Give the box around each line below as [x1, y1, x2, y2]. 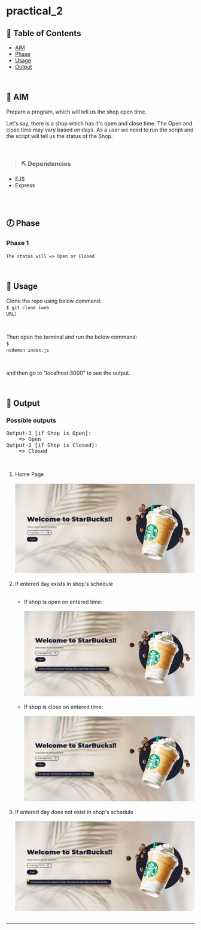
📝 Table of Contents [6, 28, 81, 38]
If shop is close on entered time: [23, 703, 103, 710]
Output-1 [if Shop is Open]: [6, 430, 92, 436]
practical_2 [6, 4, 63, 18]
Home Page [14, 471, 44, 478]
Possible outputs [6, 416, 57, 424]
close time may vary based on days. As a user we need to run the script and [6, 126, 194, 133]
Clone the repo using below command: [6, 297, 102, 304]
